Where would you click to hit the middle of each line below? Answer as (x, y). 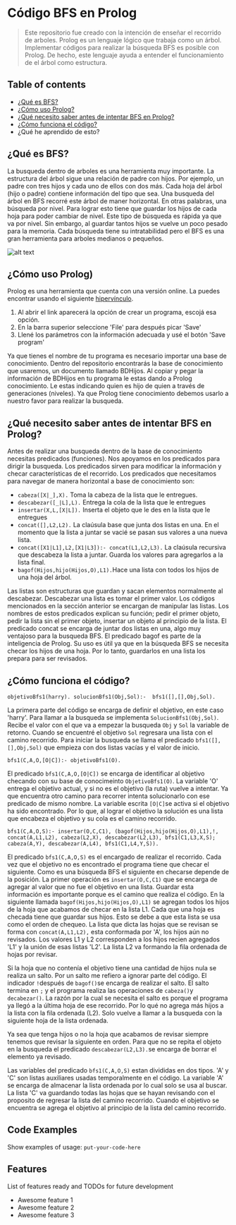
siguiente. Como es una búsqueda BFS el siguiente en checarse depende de (118, 872)
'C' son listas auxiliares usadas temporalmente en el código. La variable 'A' (116, 1078)
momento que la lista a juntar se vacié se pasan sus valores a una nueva (122, 532)
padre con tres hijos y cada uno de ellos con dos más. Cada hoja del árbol (115, 186)
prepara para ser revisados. (48, 658)
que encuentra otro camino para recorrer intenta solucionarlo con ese (108, 796)
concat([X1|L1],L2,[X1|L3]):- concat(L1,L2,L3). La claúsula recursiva (122, 548)
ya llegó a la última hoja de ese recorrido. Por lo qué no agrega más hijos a (116, 1006)
